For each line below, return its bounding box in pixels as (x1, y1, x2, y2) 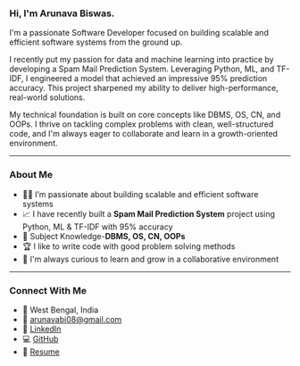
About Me (9, 169, 54, 181)
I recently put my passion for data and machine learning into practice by (9, 54, 274, 65)
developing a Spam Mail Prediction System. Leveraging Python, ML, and (9, 63, 275, 74)
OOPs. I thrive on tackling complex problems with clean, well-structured (9, 119, 274, 129)
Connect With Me (9, 284, 87, 296)
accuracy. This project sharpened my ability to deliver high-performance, (9, 83, 279, 94)
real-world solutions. (9, 92, 86, 103)
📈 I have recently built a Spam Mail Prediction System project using (21, 208, 275, 219)
